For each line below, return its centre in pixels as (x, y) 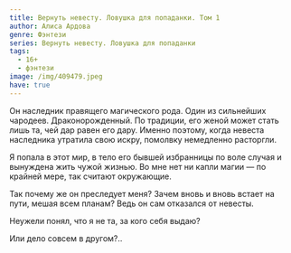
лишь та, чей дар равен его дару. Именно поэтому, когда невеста (137, 130)
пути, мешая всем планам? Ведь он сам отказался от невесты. (132, 203)
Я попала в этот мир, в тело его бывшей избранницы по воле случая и (145, 157)
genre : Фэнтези (38, 34)
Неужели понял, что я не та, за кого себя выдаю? (105, 220)
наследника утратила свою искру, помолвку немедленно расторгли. (143, 139)
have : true (30, 85)
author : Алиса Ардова (50, 26)
